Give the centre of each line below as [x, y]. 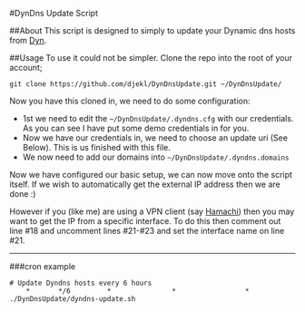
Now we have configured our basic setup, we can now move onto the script [151, 175]
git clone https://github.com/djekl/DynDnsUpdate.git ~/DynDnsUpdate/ [146, 84]
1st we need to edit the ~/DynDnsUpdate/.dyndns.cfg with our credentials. [158, 118]
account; [26, 68]
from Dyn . [28, 40]
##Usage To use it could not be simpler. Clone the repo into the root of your [151, 58]
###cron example [42, 266]
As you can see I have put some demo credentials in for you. [136, 128]
